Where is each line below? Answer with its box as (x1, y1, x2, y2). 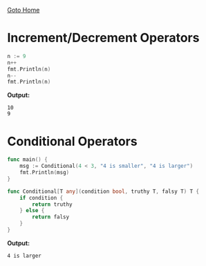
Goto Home (7, 6, 40, 14)
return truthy (32, 200, 73, 208)
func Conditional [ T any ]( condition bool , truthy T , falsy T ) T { (7, 188, 199, 195)
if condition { (19, 194, 64, 201)
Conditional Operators (7, 133, 138, 149)
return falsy (32, 213, 70, 220)
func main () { (7, 156, 48, 163)
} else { (19, 207, 45, 214)
